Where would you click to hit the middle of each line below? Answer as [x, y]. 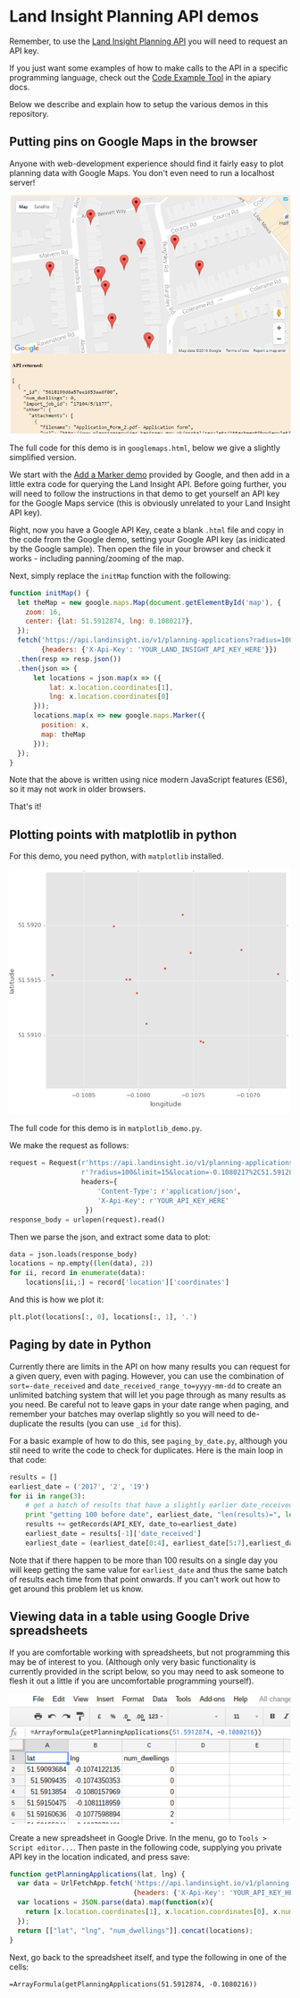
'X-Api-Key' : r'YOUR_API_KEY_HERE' [163, 1200]
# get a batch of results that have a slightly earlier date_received [159, 1506]
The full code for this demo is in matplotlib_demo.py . [106, 1129]
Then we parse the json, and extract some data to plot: [110, 1237]
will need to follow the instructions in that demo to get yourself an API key [145, 493]
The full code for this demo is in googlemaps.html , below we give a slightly [145, 448]
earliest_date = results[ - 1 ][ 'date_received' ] [113, 1534]
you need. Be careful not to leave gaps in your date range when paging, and [149, 1404]
